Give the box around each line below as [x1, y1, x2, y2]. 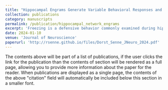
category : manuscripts [5, 16, 52, 21]
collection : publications [5, 12, 59, 17]
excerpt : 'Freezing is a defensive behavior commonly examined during [5, 26, 155, 31]
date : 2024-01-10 [5, 30, 41, 35]
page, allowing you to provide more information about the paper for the [5, 64, 151, 70]
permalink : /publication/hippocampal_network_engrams [5, 21, 120, 26]
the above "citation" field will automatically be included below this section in [5, 74, 162, 80]
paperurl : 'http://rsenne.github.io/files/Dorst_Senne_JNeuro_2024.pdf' [5, 40, 160, 45]
